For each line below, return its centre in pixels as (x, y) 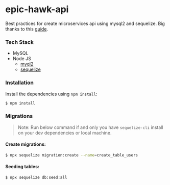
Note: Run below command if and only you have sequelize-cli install (90, 127)
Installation (20, 83)
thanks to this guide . (27, 29)
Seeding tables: (22, 167)
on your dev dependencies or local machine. (65, 133)
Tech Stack (20, 42)
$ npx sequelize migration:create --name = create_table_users (72, 155)
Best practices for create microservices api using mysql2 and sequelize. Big (85, 23)
